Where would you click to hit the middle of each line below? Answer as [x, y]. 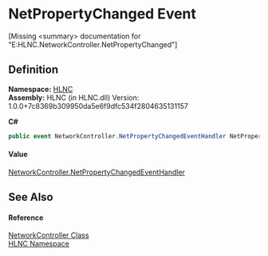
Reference [26, 218]
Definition [33, 70]
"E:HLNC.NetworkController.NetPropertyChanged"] [93, 44]
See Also [31, 197]
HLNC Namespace [39, 244]
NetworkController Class [49, 235]
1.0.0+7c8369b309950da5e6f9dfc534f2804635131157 [99, 106]
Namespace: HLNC [41, 89]
